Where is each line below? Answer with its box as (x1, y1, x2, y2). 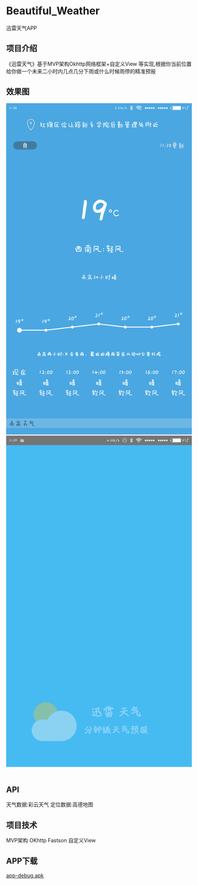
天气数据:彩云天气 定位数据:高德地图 (6, 801, 94, 808)
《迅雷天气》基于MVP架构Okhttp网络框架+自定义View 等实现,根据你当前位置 (6, 60, 192, 67)
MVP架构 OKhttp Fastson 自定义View (6, 837, 96, 844)
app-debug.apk (6, 872, 44, 879)
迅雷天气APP (6, 24, 37, 31)
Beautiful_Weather (6, 4, 100, 18)
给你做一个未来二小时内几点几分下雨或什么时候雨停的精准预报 (6, 67, 156, 75)
